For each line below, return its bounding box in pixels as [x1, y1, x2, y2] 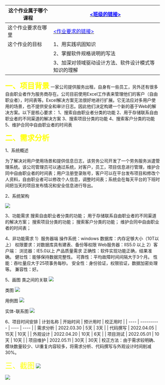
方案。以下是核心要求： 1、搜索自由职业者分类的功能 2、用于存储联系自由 [9, 109, 159, 115]
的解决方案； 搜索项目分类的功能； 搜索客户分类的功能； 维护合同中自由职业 [5, 219, 160, 225]
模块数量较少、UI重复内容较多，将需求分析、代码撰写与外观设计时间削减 [5, 344, 152, 349]
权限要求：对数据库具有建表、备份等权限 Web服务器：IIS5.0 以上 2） [14, 242, 154, 247]
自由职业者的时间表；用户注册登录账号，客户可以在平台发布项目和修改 [13, 170, 156, 176]
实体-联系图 [5, 308, 29, 314]
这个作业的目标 [7, 41, 43, 47]
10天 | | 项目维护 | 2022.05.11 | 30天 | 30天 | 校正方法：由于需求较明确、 [13, 337, 158, 343]
